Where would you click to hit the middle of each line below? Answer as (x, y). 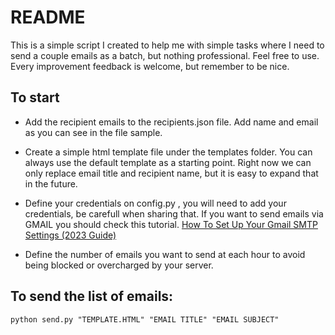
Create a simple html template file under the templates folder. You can (168, 152)
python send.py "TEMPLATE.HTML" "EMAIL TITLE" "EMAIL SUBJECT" (145, 319)
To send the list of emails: (92, 296)
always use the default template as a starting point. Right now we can (168, 162)
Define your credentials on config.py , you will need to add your (155, 203)
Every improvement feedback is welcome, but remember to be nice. (150, 66)
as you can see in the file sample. (93, 132)
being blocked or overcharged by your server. (119, 265)
